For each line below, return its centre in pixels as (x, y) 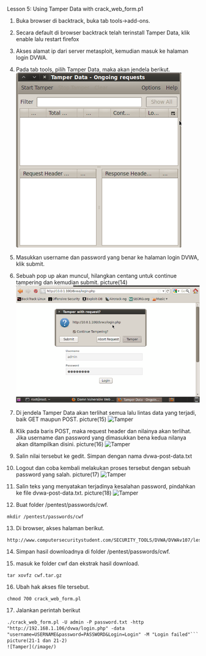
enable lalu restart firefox (47, 39)
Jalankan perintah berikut (48, 610)
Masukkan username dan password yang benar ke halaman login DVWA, (107, 257)
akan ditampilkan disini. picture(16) (60, 444)
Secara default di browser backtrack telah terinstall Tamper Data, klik (103, 33)
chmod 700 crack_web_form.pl (44, 599)
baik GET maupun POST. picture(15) (61, 419)
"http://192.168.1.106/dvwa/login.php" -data (66, 628)
